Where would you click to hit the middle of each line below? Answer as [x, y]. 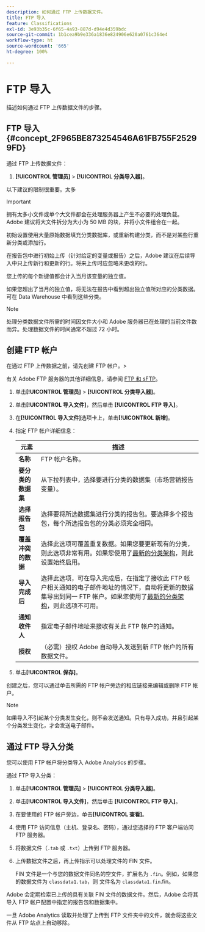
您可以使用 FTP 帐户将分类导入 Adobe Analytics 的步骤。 [78, 763]
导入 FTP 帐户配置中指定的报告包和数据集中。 [64, 902]
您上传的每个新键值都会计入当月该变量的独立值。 [68, 276]
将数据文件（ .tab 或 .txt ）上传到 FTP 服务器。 [74, 848]
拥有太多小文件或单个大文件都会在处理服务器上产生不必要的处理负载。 [95, 214]
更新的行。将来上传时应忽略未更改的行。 [99, 263]
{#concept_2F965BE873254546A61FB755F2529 [102, 138]
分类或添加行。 [30, 242]
